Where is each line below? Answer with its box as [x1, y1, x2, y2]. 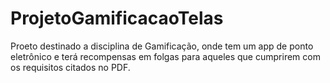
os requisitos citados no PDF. [10, 61, 131, 73]
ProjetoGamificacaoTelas [10, 7, 224, 30]
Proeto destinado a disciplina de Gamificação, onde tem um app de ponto [10, 40, 314, 52]
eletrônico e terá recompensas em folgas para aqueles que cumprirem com [10, 50, 321, 62]
